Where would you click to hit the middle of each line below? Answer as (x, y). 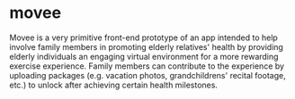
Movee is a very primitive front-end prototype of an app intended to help (144, 37)
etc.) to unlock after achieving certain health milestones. (114, 85)
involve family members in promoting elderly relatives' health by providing (146, 46)
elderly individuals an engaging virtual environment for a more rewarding (144, 56)
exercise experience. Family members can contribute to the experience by (147, 66)
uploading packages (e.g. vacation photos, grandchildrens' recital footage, (147, 75)
